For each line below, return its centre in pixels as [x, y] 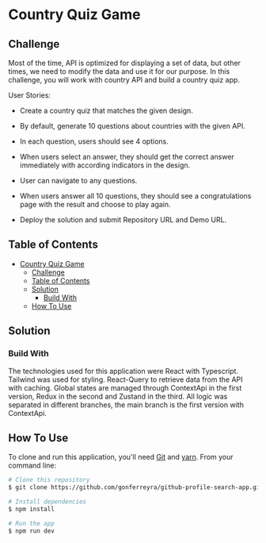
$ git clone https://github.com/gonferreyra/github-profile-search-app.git [136, 487]
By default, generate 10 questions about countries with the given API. [132, 126]
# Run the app [32, 523]
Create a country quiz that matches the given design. [106, 110]
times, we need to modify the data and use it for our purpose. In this [119, 71]
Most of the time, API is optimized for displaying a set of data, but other [125, 63]
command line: [32, 465]
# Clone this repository [49, 480]
